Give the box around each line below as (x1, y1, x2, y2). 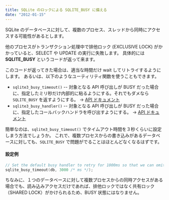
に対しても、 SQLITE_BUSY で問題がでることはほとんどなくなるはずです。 (14, 139, 162, 145)
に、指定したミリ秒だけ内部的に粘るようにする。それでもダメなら (12, 90, 149, 96)
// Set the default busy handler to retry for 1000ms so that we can (5, 162, 154, 168)
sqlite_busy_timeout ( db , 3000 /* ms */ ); (5, 167, 94, 172)
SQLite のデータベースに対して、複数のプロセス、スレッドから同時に (5, 26, 147, 33)
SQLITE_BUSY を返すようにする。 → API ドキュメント (12, 96, 120, 102)
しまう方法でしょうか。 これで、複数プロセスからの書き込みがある (5, 132, 143, 139)
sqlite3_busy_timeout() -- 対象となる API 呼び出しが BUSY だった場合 (12, 84, 159, 90)
